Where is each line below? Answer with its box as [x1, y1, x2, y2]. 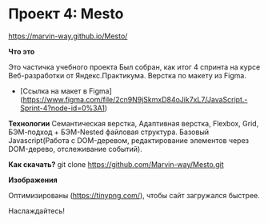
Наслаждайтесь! [8, 205, 66, 216]
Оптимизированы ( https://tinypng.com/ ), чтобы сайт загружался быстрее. [8, 190, 260, 200]
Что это [8, 46, 35, 56]
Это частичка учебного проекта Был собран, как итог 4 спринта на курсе [8, 62, 261, 72]
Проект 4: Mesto [8, 5, 124, 23]
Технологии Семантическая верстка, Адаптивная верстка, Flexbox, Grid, [8, 118, 259, 128]
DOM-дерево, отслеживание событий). [8, 144, 142, 153]
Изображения [8, 175, 58, 185]
